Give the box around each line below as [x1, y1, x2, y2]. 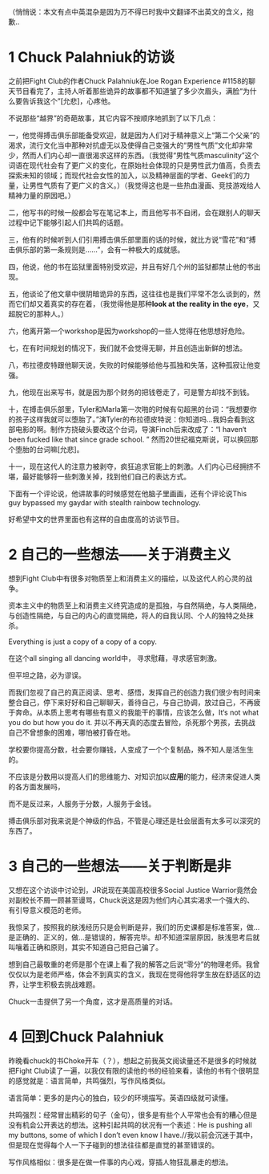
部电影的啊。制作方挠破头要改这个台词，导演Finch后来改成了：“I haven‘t [8, 424, 247, 434]
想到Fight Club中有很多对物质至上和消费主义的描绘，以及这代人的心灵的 [8, 573, 246, 583]
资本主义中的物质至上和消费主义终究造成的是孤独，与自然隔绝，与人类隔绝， [8, 601, 261, 610]
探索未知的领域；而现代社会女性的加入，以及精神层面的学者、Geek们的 [8, 170, 243, 180]
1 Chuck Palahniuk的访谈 [8, 48, 175, 67]
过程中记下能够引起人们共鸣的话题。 [8, 218, 128, 227]
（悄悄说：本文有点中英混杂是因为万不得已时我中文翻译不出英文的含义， [8, 7, 247, 16]
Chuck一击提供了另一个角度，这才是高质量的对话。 [8, 997, 178, 1006]
